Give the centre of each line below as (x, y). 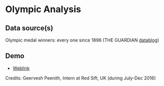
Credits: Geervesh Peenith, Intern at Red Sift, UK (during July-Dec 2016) (81, 78)
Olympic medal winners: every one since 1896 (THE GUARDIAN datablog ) (82, 40)
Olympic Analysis (43, 9)
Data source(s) (29, 28)
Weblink (21, 68)
